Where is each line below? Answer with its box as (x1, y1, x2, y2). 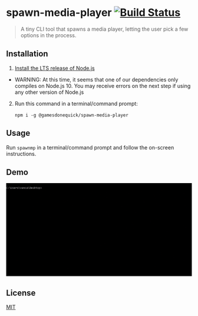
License (6, 288, 36, 298)
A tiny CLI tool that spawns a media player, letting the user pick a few (20, 25, 189, 32)
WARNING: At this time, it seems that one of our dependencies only (14, 76, 179, 83)
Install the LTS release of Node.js (14, 64, 95, 71)
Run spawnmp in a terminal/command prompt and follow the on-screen (6, 144, 174, 151)
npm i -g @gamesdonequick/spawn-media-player (14, 112, 128, 118)
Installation (6, 49, 48, 59)
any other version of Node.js (14, 89, 84, 96)
